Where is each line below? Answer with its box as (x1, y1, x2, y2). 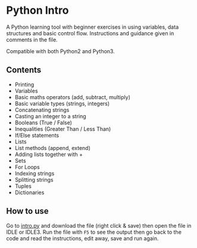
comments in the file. (6, 36, 58, 43)
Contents (6, 65, 42, 75)
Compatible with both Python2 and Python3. (6, 47, 115, 54)
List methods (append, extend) (14, 144, 90, 151)
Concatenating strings (14, 106, 70, 114)
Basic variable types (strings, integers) (14, 100, 110, 107)
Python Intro (6, 4, 69, 17)
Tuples (14, 182, 32, 189)
